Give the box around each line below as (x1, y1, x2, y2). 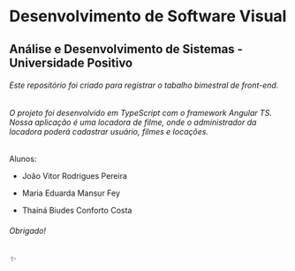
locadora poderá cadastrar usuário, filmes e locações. (9, 126, 209, 136)
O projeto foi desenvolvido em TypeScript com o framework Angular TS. (9, 107, 272, 118)
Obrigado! (9, 225, 47, 236)
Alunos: (9, 153, 37, 165)
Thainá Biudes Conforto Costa (21, 205, 132, 216)
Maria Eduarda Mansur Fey (21, 188, 121, 198)
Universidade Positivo (9, 55, 133, 70)
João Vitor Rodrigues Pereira (21, 171, 128, 182)
